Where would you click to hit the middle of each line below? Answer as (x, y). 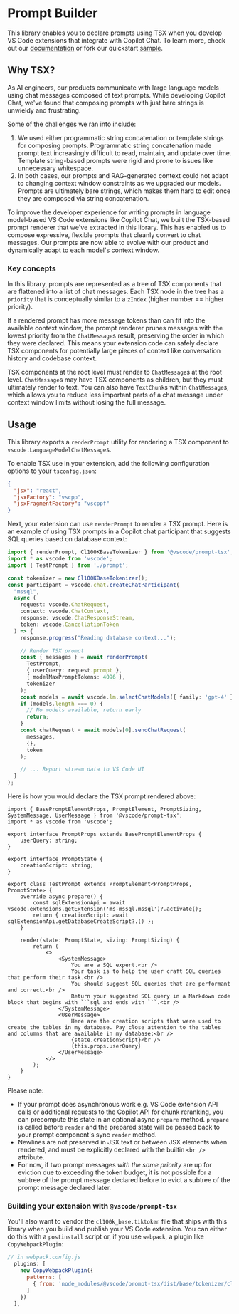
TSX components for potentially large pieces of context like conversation (114, 351)
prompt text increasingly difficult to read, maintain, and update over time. (124, 153)
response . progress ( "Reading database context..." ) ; (98, 638)
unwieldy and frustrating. (44, 110)
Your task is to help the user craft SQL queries (146, 971)
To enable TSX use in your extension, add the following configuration (108, 463)
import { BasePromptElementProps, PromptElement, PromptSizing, (105, 810)
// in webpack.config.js (44, 1257)
